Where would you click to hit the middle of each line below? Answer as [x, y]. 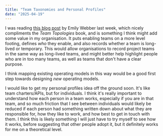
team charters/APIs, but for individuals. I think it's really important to [73, 93]
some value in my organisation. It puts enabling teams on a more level [75, 38]
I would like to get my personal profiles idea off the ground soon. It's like [78, 88]
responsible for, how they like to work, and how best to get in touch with [78, 114]
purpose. [14, 64]
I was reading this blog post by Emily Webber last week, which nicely [74, 28]
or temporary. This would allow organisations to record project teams [85, 49]
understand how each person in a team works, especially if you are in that [79, 98]
